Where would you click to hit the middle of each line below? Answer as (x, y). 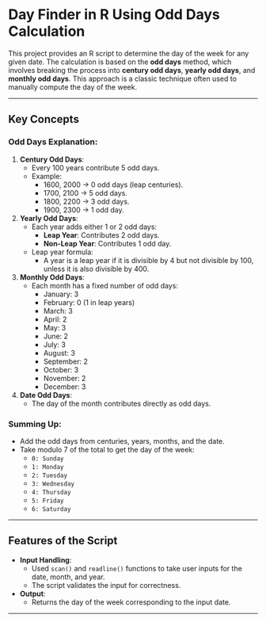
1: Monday (48, 467)
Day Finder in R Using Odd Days (114, 15)
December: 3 (65, 387)
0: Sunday (48, 458)
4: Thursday (51, 492)
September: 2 (66, 361)
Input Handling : (46, 559)
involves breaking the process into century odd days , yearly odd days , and (132, 70)
